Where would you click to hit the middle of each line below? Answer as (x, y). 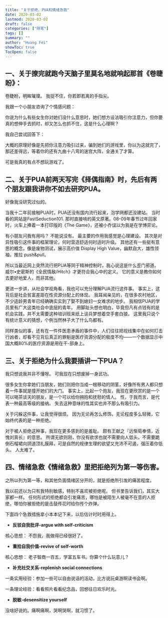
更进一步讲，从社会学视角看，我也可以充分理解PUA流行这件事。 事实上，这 (82, 289)
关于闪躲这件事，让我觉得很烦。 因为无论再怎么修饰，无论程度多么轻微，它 (82, 414)
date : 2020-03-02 (23, 15)
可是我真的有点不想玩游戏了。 (36, 162)
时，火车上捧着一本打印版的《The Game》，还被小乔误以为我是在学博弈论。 (83, 225)
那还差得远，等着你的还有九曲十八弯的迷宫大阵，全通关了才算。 (71, 151)
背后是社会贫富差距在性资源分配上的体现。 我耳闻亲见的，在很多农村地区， (82, 295)
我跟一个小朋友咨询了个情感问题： (40, 107)
